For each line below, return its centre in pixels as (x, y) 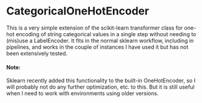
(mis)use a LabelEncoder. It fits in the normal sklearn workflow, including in (100, 40)
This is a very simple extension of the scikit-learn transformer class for (95, 28)
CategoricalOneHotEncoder (78, 11)
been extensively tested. (37, 53)
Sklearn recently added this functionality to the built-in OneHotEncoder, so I (101, 81)
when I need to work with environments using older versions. (82, 93)
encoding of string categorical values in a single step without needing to (106, 34)
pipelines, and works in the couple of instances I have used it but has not (97, 47)
